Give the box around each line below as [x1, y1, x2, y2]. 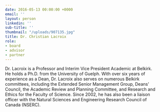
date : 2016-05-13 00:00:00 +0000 [5, 7, 73, 12]
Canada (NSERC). [5, 102, 41, 108]
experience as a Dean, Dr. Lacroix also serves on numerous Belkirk [5, 76, 140, 82]
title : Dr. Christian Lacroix [5, 35, 67, 39]
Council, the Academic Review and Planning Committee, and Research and [5, 86, 156, 93]
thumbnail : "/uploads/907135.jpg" [5, 30, 76, 35]
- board [5, 43, 21, 48]
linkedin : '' [5, 20, 32, 26]
